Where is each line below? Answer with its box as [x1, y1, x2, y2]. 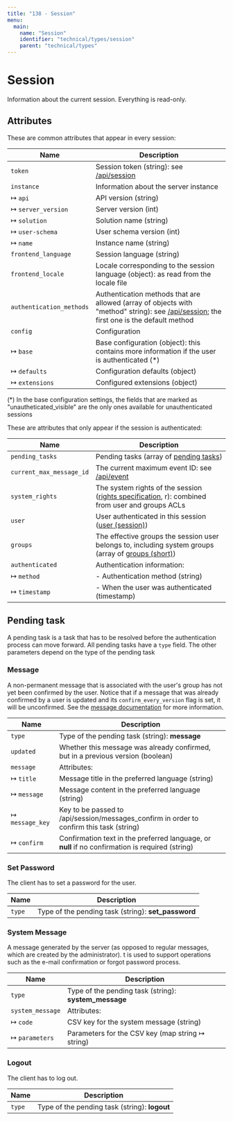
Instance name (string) [96, 238, 170, 247]
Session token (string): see [96, 162, 184, 171]
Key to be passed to [58, 805, 124, 815]
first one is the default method [96, 315, 194, 324]
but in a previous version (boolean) [58, 751, 173, 761]
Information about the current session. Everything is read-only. [7, 95, 187, 103]
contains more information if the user [96, 346, 216, 356]
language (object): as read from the [96, 269, 212, 279]
